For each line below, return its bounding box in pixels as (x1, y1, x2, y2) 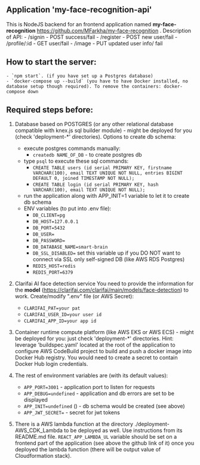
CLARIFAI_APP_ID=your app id (23, 318, 97, 325)
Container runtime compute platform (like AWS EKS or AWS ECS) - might (14, 329, 194, 336)
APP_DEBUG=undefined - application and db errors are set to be (23, 390, 175, 397)
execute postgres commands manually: (23, 145, 121, 152)
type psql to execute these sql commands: (23, 158, 129, 165)
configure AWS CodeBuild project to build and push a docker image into (14, 348, 192, 355)
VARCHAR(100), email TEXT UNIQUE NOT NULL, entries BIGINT (32, 170, 183, 176)
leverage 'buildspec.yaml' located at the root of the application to (14, 341, 176, 348)
